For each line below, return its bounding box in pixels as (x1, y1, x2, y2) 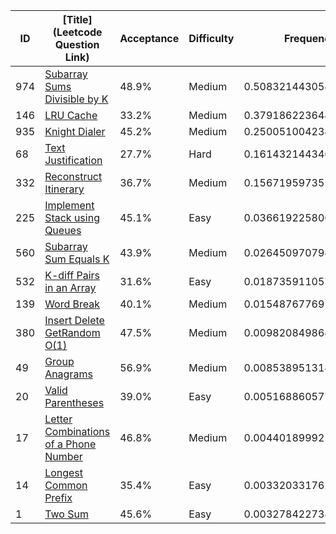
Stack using (44, 211, 100, 224)
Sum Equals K (44, 252, 110, 266)
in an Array (44, 281, 97, 294)
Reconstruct (44, 170, 103, 183)
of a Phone (44, 437, 97, 451)
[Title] (62, 13, 93, 26)
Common (44, 479, 88, 492)
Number (44, 450, 83, 463)
